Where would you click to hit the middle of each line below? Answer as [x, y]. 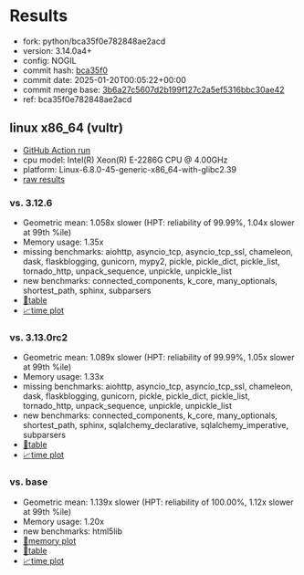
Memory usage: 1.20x [63, 521]
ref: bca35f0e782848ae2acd [77, 99]
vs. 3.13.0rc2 [39, 337]
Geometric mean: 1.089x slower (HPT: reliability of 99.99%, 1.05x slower [158, 358]
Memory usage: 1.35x [63, 242]
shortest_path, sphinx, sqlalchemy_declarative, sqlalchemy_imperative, [156, 425]
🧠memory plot [49, 540]
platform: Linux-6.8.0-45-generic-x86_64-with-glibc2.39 [130, 169]
